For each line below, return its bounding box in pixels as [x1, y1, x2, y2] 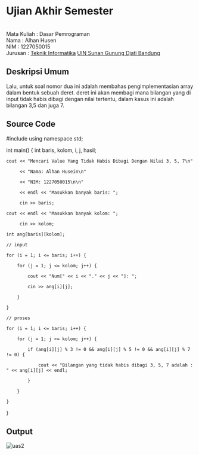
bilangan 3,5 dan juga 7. [6, 102, 64, 109]
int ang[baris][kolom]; [6, 231, 66, 237]
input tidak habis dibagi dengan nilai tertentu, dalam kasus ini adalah [6, 95, 174, 102]
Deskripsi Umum [6, 67, 70, 77]
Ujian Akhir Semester [6, 4, 114, 18]
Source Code [6, 119, 55, 129]
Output [6, 426, 33, 436]
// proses [6, 315, 31, 321]
